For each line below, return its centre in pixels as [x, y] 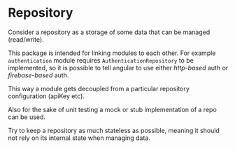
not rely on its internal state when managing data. [79, 138]
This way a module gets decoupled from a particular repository [99, 88]
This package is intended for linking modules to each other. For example [112, 53]
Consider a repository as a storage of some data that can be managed [109, 32]
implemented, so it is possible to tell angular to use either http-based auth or [118, 68]
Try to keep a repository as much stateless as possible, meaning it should [114, 130]
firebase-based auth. [38, 75]
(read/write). [26, 39]
